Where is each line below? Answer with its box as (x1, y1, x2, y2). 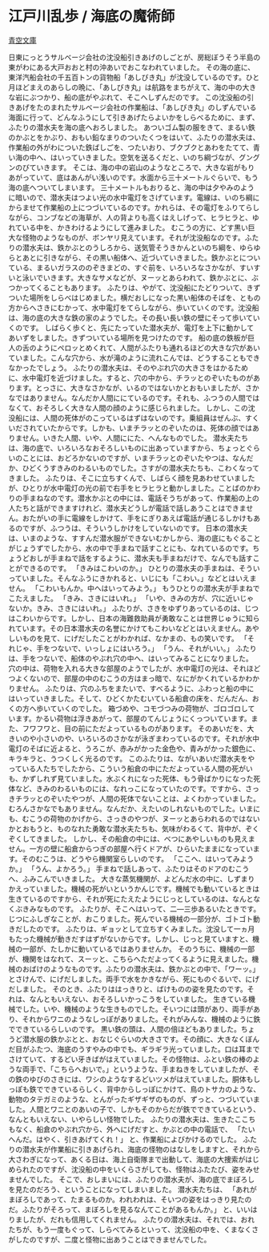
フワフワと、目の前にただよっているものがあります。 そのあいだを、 (22, 723, 247, 733)
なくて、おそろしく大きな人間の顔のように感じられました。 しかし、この (8, 402, 248, 413)
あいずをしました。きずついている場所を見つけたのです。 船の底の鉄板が (8, 333, 248, 342)
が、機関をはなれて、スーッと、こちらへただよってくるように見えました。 (8, 954, 252, 963)
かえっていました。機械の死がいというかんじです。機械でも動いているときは (8, 883, 260, 894)
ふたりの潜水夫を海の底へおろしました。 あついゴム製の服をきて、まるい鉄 (8, 122, 256, 132)
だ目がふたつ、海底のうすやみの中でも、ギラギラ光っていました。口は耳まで (8, 1044, 260, 1054)
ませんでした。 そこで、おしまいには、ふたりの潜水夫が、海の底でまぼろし (8, 1174, 255, 1184)
